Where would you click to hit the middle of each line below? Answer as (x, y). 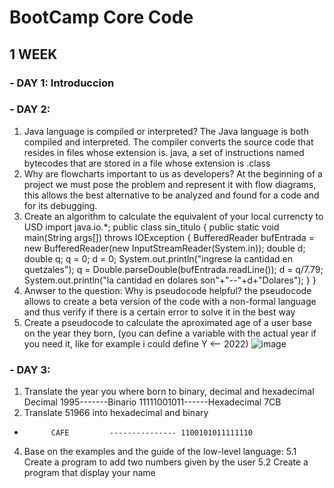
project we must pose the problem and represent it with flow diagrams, (170, 184)
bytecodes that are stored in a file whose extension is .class (147, 163)
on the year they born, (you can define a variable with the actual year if (170, 333)
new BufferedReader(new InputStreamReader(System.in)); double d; (164, 248)
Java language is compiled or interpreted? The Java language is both (166, 131)
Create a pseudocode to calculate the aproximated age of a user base (168, 322)
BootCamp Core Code (101, 17)
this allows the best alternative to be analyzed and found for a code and (171, 195)
